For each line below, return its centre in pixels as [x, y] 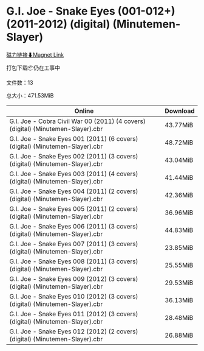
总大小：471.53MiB [30, 95]
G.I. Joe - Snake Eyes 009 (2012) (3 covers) [74, 278]
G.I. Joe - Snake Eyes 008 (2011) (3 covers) [74, 261]
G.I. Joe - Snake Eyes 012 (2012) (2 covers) [74, 331]
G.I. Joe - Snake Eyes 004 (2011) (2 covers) [74, 191]
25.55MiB [179, 265]
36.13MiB [179, 300]
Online [84, 111]
